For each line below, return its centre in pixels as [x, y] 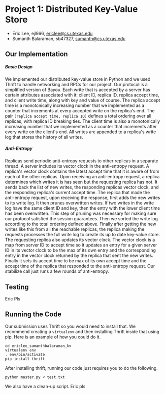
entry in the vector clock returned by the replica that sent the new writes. [79, 255]
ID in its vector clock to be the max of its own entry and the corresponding [81, 250]
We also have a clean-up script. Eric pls [45, 386]
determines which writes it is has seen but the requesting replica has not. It [81, 182]
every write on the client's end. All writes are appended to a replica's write [81, 132]
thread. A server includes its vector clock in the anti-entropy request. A [77, 166]
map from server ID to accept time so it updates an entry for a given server [81, 245]
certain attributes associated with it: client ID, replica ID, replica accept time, [82, 95]
